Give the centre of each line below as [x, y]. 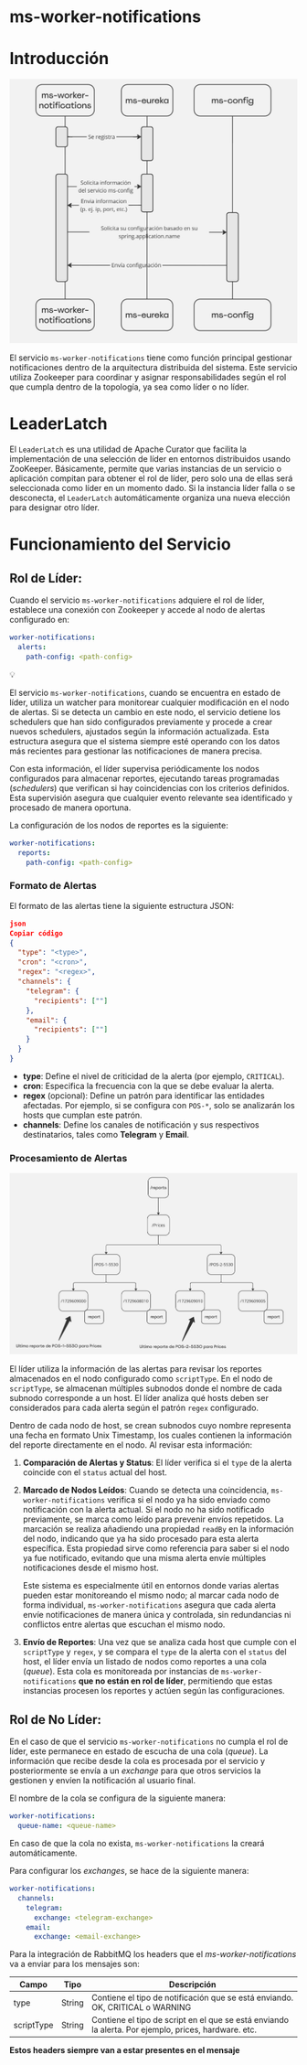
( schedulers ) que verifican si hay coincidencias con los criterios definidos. [149, 787]
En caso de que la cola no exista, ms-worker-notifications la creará [137, 1844]
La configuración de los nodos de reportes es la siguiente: [119, 825]
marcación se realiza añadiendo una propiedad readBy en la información [158, 1529]
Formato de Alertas [53, 886]
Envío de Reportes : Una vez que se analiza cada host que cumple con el [159, 1642]
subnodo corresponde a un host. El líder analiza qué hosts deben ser [139, 1398]
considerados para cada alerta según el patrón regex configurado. [134, 1408]
